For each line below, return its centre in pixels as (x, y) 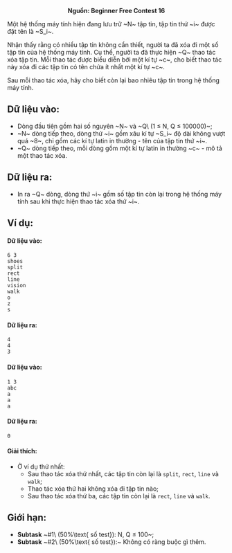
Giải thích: (22, 451)
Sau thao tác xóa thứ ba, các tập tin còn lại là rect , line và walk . (119, 496)
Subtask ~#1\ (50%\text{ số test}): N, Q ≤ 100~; (86, 534)
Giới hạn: (27, 518)
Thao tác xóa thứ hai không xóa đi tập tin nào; (93, 489)
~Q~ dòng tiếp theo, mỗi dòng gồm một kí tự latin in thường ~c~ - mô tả (120, 148)
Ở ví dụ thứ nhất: (41, 466)
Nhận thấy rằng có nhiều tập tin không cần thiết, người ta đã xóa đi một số (113, 45)
